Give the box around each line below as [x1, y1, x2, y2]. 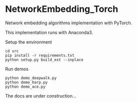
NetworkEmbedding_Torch [5, 3, 119, 15]
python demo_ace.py [5, 84, 46, 89]
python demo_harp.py [5, 80, 48, 85]
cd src [5, 49, 19, 53]
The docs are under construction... [5, 93, 77, 99]
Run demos [5, 66, 29, 72]
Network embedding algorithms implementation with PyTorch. [5, 20, 133, 26]
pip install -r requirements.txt [5, 53, 75, 58]
